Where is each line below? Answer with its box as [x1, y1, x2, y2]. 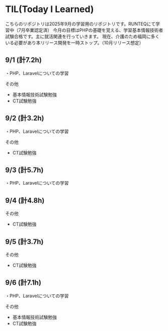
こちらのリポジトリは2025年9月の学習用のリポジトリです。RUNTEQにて [5, 21, 156, 27]
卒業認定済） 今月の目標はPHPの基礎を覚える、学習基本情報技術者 [25, 27, 163, 33]
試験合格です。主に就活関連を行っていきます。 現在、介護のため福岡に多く [5, 33, 160, 39]
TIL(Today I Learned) [5, 4, 94, 15]
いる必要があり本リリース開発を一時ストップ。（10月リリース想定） [5, 39, 144, 46]
